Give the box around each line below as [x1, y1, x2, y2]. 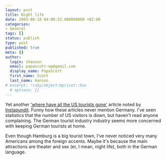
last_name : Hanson [10, 78, 49, 83]
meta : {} [5, 50, 24, 55]
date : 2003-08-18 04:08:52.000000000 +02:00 [5, 17, 101, 22]
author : [5, 54, 22, 60]
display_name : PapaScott [10, 69, 62, 74]
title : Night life [5, 12, 44, 17]
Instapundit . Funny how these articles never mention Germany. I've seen [5, 107, 156, 113]
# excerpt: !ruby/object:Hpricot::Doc [5, 83, 87, 88]
